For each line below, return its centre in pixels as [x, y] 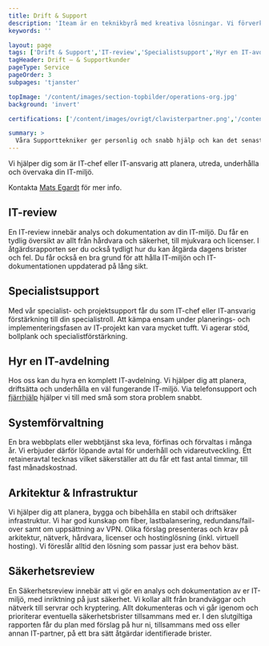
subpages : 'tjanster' [44, 82]
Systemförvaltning [56, 423]
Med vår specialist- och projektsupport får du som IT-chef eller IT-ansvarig [132, 310]
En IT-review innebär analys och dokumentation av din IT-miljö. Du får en [128, 232]
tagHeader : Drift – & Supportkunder [69, 60]
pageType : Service [39, 68]
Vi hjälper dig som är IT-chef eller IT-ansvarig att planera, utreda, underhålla [134, 164]
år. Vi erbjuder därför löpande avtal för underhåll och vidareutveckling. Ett [130, 450]
